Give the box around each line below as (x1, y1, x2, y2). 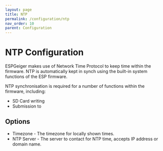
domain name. (12, 141, 42, 147)
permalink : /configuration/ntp (5, 16, 70, 21)
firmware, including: (5, 88, 46, 94)
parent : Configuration (5, 26, 52, 31)
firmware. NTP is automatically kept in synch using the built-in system (5, 69, 148, 75)
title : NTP (5, 12, 28, 17)
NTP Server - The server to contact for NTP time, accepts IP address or (12, 136, 158, 142)
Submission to (12, 103, 41, 109)
